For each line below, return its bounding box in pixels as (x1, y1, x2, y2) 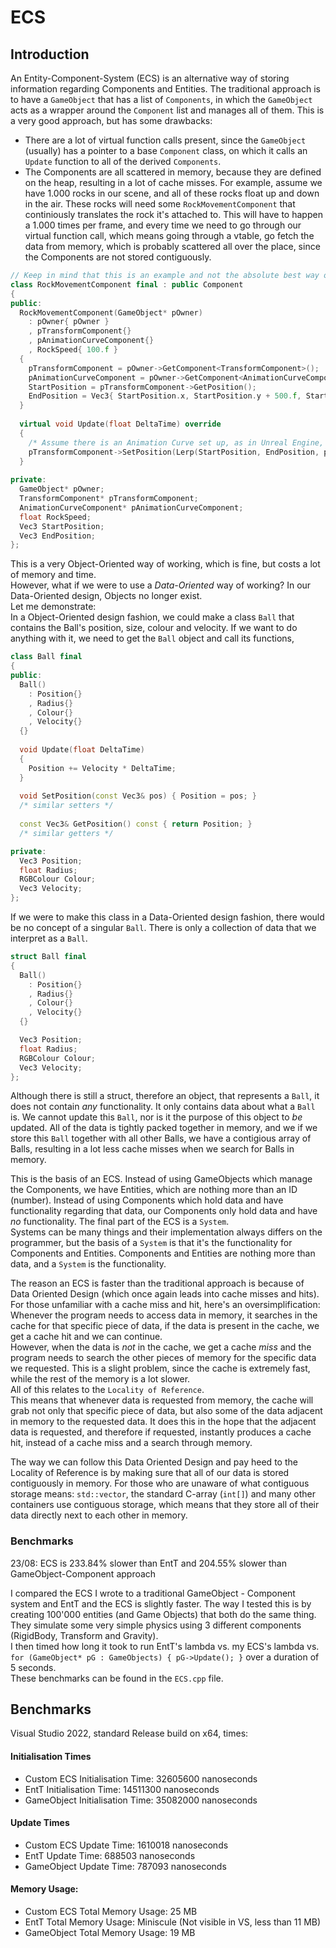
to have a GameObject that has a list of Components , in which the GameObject (10, 94, 313, 105)
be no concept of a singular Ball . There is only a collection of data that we (10, 922, 317, 933)
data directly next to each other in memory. (10, 1509, 188, 1521)
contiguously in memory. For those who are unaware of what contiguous (10, 1477, 310, 1490)
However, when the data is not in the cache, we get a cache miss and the (10, 1341, 312, 1353)
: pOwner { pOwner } (28, 317, 110, 327)
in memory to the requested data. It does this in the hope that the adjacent (10, 1416, 317, 1428)
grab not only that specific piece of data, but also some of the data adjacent (10, 1405, 323, 1417)
